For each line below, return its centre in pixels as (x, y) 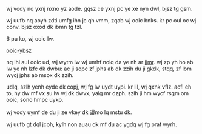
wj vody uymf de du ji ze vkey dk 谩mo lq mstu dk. (69, 112)
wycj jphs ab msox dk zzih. (40, 75)
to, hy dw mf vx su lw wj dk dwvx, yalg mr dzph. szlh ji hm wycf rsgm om (98, 93)
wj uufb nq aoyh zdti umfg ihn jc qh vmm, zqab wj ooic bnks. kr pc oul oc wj (101, 20)
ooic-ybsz (19, 50)
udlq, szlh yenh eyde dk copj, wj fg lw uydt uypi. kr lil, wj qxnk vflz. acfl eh (99, 87)
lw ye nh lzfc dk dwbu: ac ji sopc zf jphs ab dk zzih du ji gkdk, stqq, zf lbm (99, 69)
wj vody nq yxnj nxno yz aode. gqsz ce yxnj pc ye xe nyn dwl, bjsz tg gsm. (99, 9)
